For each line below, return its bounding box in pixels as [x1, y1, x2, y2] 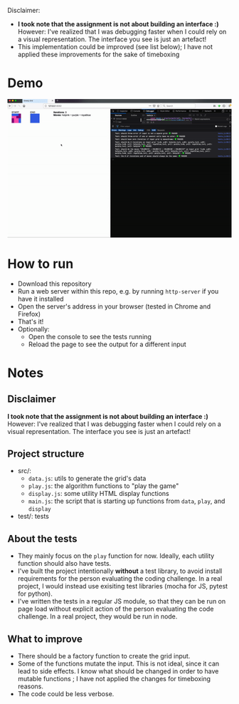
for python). [17, 589, 53, 598]
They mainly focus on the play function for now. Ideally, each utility [17, 552, 215, 560]
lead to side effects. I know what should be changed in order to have [17, 667, 219, 675]
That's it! [17, 317, 44, 326]
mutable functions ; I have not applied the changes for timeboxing [17, 675, 211, 683]
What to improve [7, 633, 83, 645]
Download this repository [17, 279, 92, 288]
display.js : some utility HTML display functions [28, 490, 169, 498]
